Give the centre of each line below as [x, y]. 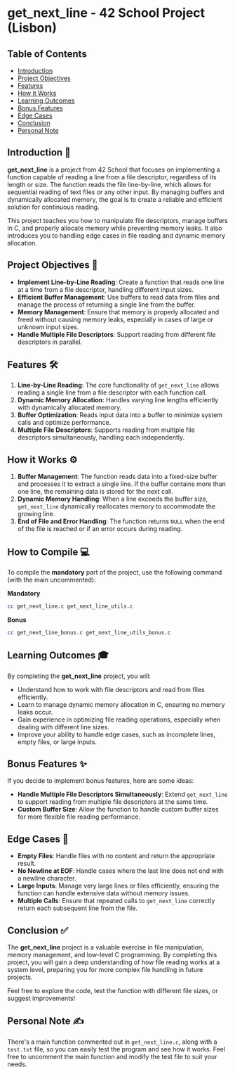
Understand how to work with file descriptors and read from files [111, 689]
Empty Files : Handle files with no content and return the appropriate [116, 856]
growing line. [36, 514]
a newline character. [47, 878]
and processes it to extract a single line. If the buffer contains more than [122, 484]
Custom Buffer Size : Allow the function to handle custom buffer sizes [118, 810]
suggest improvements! [41, 998]
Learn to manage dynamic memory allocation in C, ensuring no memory [121, 704]
